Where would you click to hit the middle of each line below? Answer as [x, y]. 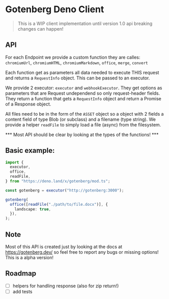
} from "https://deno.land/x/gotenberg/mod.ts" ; [58, 181]
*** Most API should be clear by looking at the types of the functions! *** [82, 134]
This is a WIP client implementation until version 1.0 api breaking [85, 23]
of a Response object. [28, 104]
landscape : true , [33, 209]
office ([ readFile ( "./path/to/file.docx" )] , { [59, 204]
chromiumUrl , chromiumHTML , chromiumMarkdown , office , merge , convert [77, 63]
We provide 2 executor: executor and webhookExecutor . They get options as [84, 88]
